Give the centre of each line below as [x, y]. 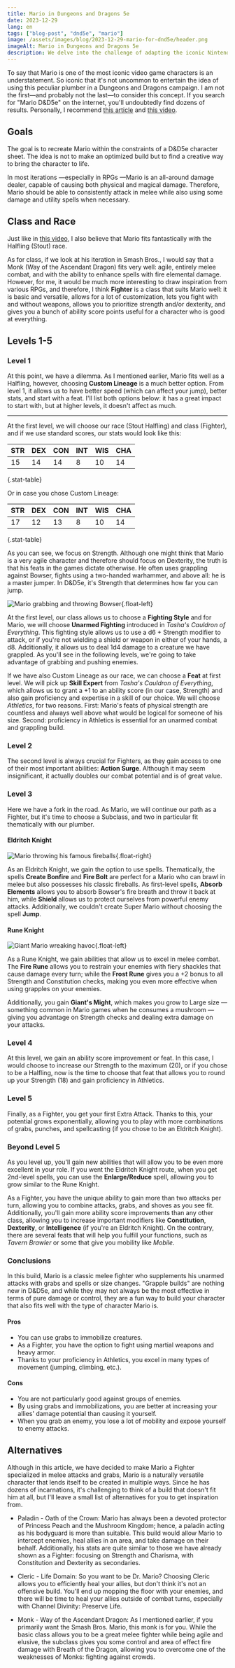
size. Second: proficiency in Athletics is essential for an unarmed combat [112, 720]
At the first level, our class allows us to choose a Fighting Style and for [109, 617]
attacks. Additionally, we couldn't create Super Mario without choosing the [115, 906]
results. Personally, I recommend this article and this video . [92, 110]
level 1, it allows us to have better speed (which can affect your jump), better [117, 391]
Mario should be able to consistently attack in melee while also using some [115, 192]
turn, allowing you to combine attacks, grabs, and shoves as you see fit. [111, 1205]
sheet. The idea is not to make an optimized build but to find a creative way [115, 156]
